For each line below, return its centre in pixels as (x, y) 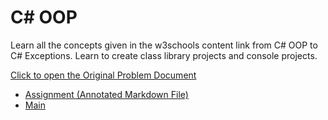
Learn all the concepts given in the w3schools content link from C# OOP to (164, 45)
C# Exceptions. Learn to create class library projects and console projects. (164, 55)
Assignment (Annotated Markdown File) (106, 94)
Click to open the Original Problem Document (103, 75)
